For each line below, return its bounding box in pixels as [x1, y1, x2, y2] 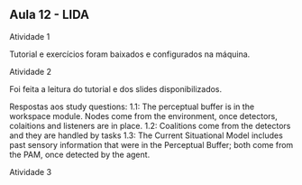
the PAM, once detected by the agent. [9, 149, 151, 160]
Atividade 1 [9, 31, 50, 42]
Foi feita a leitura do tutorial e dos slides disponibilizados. [9, 83, 223, 94]
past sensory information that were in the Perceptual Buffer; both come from [9, 139, 294, 150]
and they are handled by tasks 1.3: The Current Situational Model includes [9, 130, 284, 141]
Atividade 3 [9, 166, 52, 177]
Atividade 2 [9, 66, 52, 77]
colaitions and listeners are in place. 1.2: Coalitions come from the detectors [9, 120, 291, 131]
